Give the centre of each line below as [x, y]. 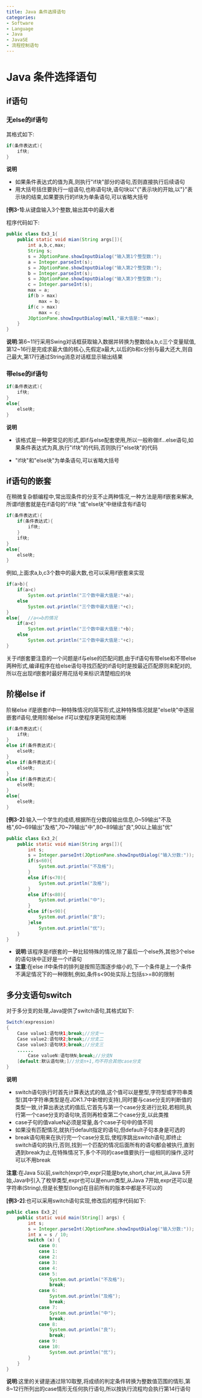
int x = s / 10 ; [48, 1235]
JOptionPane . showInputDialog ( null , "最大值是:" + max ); [94, 318]
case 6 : [48, 1291]
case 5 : [48, 1274]
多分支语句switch [39, 995]
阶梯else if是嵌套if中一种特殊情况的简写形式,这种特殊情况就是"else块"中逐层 [100, 710]
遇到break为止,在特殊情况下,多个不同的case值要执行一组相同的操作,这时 [104, 1153]
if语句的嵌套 [29, 481]
